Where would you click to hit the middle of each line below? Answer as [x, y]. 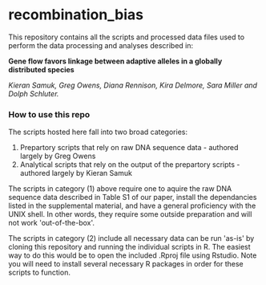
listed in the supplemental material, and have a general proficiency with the [132, 206]
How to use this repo [49, 114]
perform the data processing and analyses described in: [101, 45]
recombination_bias [76, 15]
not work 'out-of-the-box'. [51, 223]
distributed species [41, 69]
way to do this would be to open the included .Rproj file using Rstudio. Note [133, 255]
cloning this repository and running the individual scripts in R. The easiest [129, 247]
